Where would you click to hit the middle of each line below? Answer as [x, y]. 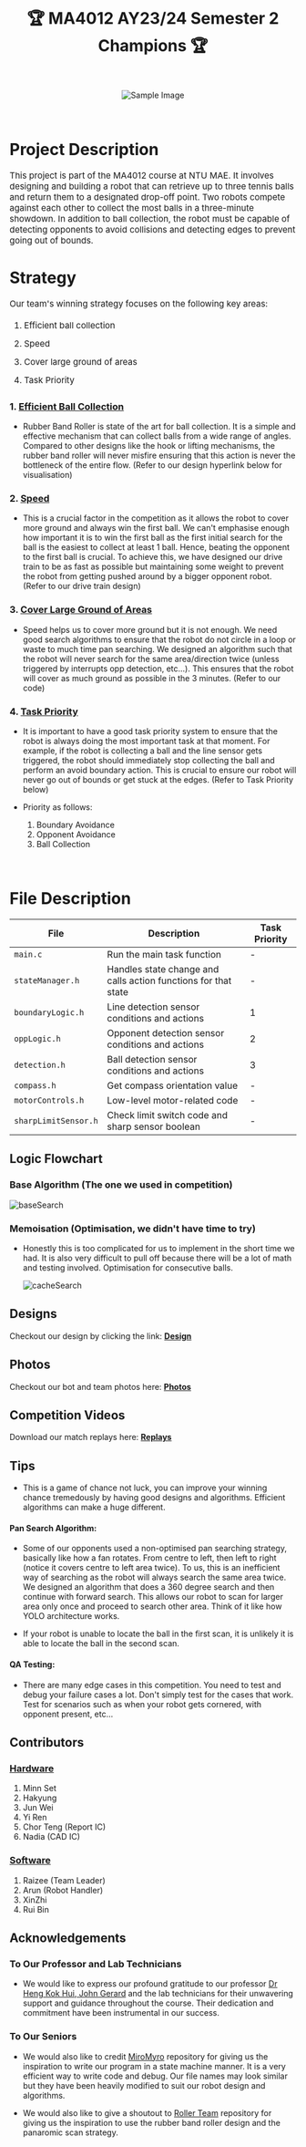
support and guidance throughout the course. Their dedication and [148, 2003]
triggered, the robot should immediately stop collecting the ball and [148, 760]
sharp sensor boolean [153, 1126]
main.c [28, 954]
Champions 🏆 [153, 46]
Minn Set [40, 1789]
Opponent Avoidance [76, 835]
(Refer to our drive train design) [82, 586]
